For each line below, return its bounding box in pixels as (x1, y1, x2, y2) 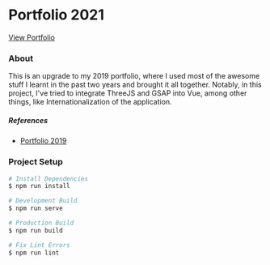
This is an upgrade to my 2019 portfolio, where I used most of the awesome (8, 71, 260, 81)
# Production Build (8, 219, 74, 227)
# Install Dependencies (8, 174, 89, 183)
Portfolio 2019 (19, 136, 67, 146)
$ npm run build (8, 226, 63, 234)
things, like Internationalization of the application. (8, 97, 172, 107)
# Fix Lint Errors (8, 241, 70, 249)
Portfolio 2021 (8, 6, 105, 24)
